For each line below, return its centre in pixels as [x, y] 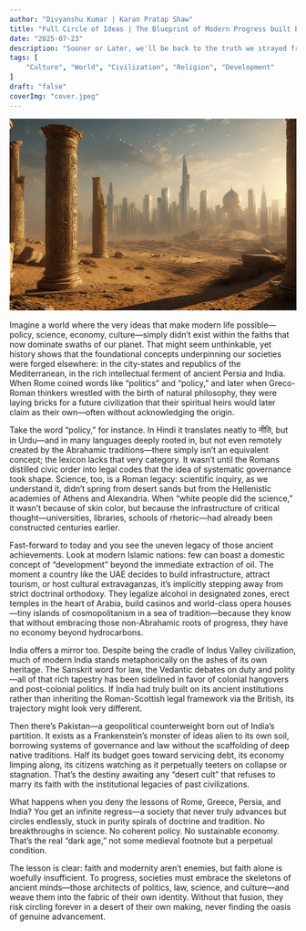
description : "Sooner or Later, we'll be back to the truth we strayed [148, 48]
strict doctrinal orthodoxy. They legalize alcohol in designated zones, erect [149, 593]
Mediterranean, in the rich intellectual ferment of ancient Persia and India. [148, 373]
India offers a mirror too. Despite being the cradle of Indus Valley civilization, [153, 650]
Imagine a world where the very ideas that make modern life [122, 325]
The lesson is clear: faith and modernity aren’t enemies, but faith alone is [146, 868]
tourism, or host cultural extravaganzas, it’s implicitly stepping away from [147, 583]
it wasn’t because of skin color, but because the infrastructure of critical [145, 507]
